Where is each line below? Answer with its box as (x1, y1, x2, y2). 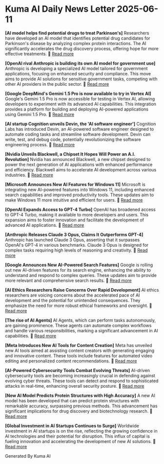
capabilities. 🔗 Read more (5, 333, 57, 339)
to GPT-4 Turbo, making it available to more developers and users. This (5, 211, 149, 217)
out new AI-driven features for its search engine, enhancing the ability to (5, 267, 151, 273)
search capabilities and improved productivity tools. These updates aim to (5, 192, 154, 198)
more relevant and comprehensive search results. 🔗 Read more (5, 278, 132, 283)
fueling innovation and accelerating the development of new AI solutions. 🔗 (5, 438, 156, 444)
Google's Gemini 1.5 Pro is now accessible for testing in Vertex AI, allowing (5, 95, 155, 101)
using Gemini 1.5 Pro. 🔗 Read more (5, 111, 75, 117)
